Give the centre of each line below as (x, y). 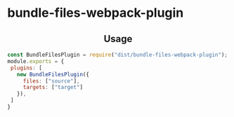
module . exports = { (36, 61)
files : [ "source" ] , (51, 81)
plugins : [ (26, 68)
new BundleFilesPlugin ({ (53, 74)
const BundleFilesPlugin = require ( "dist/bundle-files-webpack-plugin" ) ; (118, 55)
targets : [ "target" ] (53, 88)
